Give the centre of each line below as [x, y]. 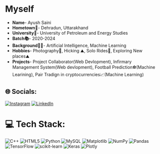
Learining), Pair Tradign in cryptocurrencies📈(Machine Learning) [78, 74]
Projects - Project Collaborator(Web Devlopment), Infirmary [72, 62]
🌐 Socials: [21, 92]
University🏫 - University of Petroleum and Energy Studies [70, 33]
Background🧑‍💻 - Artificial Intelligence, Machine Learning [69, 45]
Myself [20, 9]
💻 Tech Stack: [35, 124]
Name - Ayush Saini [32, 22]
